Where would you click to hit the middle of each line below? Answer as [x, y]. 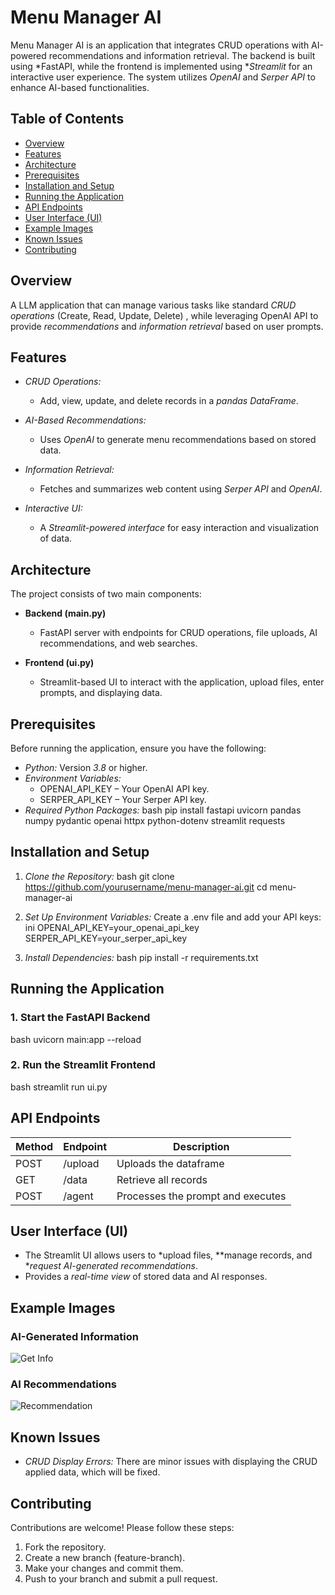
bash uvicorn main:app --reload [76, 1039]
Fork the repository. [65, 1547]
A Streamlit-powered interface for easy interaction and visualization [179, 528]
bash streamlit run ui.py [59, 1087]
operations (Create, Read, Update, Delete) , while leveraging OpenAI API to [164, 315]
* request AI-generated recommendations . [111, 1266]
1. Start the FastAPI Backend [80, 1018]
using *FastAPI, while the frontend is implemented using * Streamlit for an [161, 66]
